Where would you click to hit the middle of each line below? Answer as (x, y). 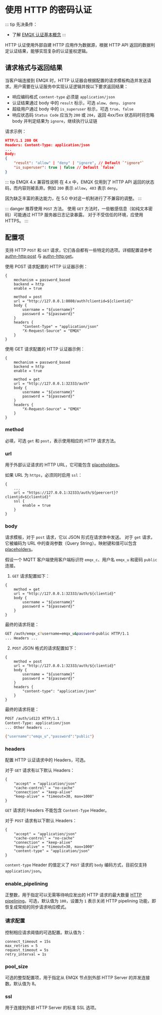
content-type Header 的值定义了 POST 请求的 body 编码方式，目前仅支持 (76, 865)
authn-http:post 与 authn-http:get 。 (40, 256)
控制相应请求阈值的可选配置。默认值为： (45, 932)
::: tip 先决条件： (21, 24)
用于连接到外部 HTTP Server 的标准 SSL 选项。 (52, 1008)
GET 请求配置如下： (31, 576)
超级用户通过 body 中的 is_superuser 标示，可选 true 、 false (73, 109)
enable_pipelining (27, 884)
